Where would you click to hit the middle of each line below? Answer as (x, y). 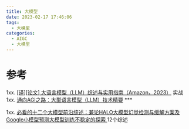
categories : (21, 33)
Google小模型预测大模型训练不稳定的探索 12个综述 (67, 119)
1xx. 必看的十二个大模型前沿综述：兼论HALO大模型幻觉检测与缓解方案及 (93, 112)
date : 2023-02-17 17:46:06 (39, 17)
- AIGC (19, 39)
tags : (13, 22)
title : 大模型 (22, 11)
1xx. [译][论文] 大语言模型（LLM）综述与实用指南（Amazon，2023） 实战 (95, 92)
